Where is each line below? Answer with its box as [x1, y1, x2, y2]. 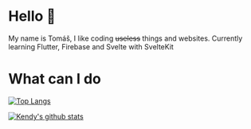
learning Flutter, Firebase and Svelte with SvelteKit [8, 41, 174, 51]
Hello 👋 [8, 7, 56, 25]
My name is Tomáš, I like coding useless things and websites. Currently [8, 33, 243, 43]
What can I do [8, 70, 102, 88]
